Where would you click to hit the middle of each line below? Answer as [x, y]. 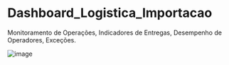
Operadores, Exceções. [42, 40]
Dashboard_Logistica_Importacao [110, 13]
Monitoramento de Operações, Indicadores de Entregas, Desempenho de [115, 32]
